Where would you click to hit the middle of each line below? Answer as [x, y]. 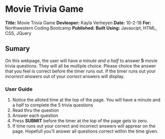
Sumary [18, 49]
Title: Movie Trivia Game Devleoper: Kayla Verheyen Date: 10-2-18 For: [78, 23]
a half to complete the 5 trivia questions [53, 105]
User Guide [19, 89]
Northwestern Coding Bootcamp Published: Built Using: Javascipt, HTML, [81, 28]
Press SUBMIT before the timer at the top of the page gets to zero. [80, 121]
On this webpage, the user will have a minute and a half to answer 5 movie [81, 61]
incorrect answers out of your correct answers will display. [65, 76]
